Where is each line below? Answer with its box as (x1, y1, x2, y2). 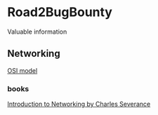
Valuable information (7, 27, 67, 36)
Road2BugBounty (7, 4, 112, 20)
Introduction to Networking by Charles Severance (7, 100, 151, 109)
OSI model (7, 66, 38, 74)
